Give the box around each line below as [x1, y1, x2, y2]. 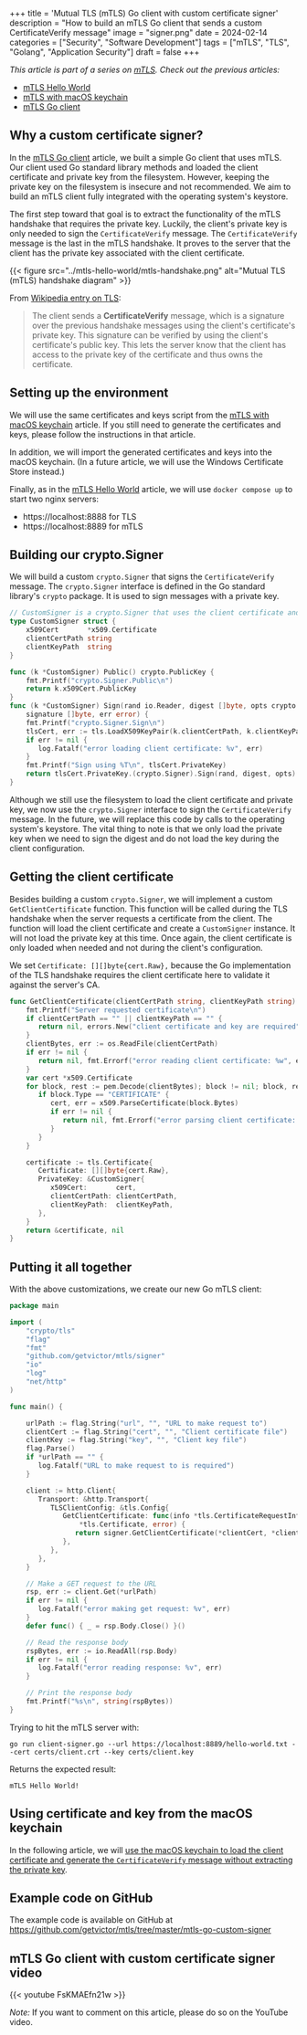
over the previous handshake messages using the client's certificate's [31, 320, 296, 331]
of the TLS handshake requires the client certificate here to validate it [9, 969, 270, 980]
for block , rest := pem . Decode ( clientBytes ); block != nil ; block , [26, 1081, 288, 1091]
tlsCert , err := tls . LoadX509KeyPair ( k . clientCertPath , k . [26, 726, 256, 736]
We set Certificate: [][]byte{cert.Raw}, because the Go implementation [9, 959, 291, 971]
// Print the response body [26, 1689, 132, 1698]
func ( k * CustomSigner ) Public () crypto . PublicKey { [9, 667, 215, 677]
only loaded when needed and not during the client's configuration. [9, 942, 263, 953]
